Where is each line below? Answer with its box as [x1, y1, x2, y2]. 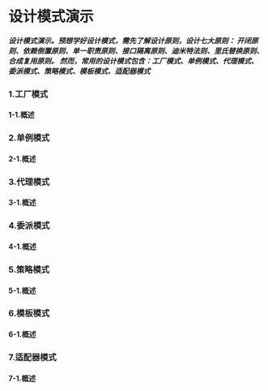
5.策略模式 [8, 264, 50, 275]
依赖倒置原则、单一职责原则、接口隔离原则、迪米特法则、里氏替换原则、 [22, 45, 264, 55]
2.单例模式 [8, 132, 50, 144]
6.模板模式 [8, 307, 50, 319]
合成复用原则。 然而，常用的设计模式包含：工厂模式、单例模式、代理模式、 [8, 56, 259, 66]
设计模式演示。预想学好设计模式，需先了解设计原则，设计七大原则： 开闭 [8, 36, 252, 45]
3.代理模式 [8, 176, 50, 187]
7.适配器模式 [8, 351, 57, 363]
